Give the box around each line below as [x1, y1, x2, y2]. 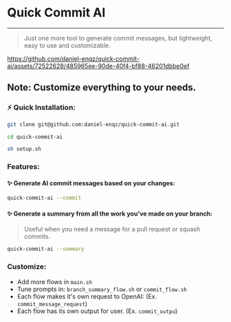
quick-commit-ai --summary [7, 246, 85, 253]
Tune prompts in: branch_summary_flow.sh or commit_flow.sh [16, 285, 187, 293]
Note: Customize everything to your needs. [7, 82, 197, 93]
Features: [7, 162, 40, 172]
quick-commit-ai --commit [7, 194, 81, 202]
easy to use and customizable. [23, 41, 111, 49]
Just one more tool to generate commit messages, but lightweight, [23, 34, 212, 42]
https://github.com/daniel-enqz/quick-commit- [7, 54, 140, 62]
